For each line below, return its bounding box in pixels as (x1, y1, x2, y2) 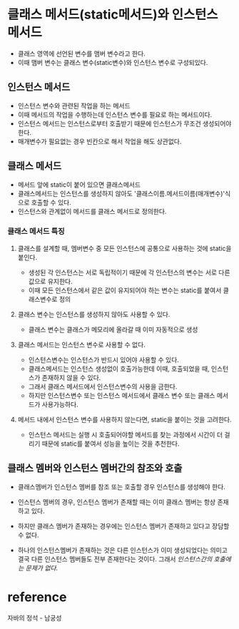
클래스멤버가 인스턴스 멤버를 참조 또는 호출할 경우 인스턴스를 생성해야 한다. (17, 482, 226, 491)
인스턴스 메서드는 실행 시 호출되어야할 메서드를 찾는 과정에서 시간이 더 (28, 430, 223, 439)
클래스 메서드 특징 (7, 226, 66, 236)
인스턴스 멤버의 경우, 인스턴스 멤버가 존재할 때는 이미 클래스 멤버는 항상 (17, 497, 216, 506)
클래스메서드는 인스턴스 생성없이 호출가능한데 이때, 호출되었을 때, (28, 364, 210, 373)
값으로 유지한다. (28, 277, 73, 285)
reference (7, 589, 67, 605)
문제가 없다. (25, 563, 59, 572)
